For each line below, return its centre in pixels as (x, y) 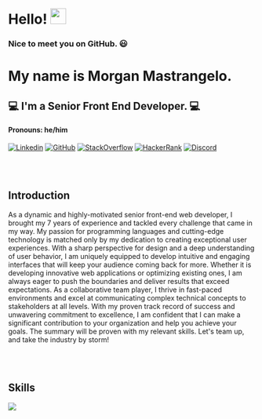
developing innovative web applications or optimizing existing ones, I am (125, 273)
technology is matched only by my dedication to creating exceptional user (127, 239)
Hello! (28, 19)
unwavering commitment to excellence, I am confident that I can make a (124, 315)
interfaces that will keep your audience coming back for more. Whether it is (130, 264)
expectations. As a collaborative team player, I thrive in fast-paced (115, 290)
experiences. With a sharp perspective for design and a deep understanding (131, 248)
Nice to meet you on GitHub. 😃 (68, 44)
